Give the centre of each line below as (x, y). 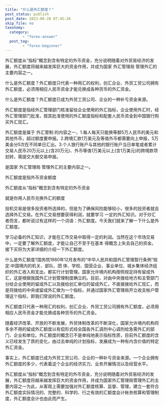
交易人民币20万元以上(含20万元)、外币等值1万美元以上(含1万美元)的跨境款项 (82, 150)
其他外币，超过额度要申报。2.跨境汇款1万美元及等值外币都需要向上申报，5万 (82, 138)
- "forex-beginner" (42, 46)
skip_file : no (20, 23)
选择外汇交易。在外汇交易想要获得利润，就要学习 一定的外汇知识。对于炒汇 (81, 214)
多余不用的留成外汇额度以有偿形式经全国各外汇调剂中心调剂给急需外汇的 (78, 329)
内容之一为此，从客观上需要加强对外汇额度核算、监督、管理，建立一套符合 (84, 386)
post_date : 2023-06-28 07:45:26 (38, 19)
